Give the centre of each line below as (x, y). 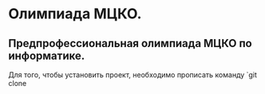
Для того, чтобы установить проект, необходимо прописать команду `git (133, 75)
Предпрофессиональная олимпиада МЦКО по (131, 43)
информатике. (47, 55)
